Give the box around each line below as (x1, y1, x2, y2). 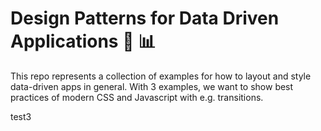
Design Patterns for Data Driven (10, 7, 280, 30)
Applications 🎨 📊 (10, 30, 157, 53)
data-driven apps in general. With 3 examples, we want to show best (10, 80, 294, 92)
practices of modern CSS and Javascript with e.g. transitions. (10, 91, 264, 103)
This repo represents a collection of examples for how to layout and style (10, 70, 312, 82)
